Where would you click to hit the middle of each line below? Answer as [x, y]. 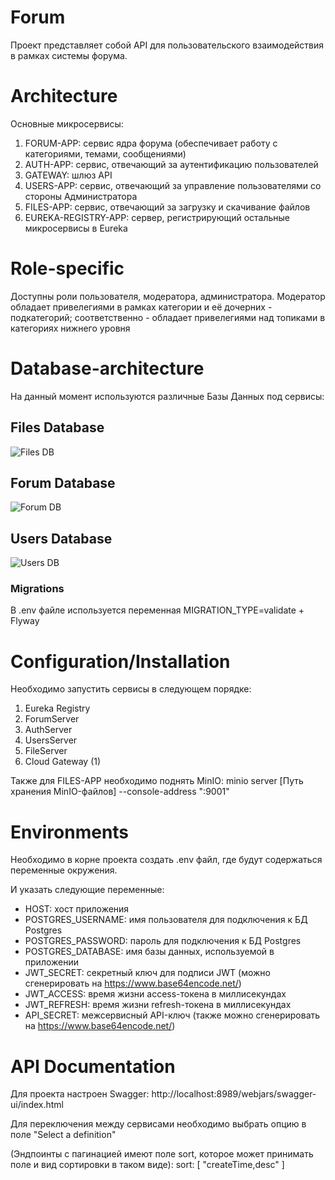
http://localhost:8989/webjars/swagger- [234, 1094]
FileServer [46, 751]
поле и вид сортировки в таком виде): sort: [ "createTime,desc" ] [147, 1165]
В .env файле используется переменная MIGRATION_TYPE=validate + [157, 610]
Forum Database [63, 482]
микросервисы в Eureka [76, 228]
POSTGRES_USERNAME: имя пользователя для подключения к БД [166, 920]
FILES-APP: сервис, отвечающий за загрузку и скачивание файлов [167, 207]
